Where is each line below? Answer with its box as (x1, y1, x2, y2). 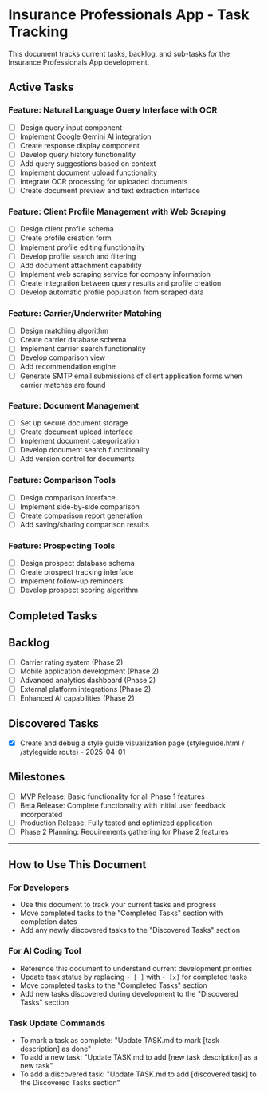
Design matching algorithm (19, 326, 109, 336)
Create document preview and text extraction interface (19, 186, 201, 195)
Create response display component (19, 140, 140, 150)
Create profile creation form (19, 233, 112, 243)
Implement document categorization (19, 436, 140, 446)
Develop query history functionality (19, 149, 136, 159)
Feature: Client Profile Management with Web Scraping (8, 206, 227, 217)
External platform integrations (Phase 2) (19, 684, 152, 693)
